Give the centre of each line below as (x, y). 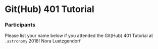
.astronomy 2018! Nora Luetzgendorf (43, 41)
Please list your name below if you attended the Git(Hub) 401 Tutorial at (79, 35)
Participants (20, 25)
